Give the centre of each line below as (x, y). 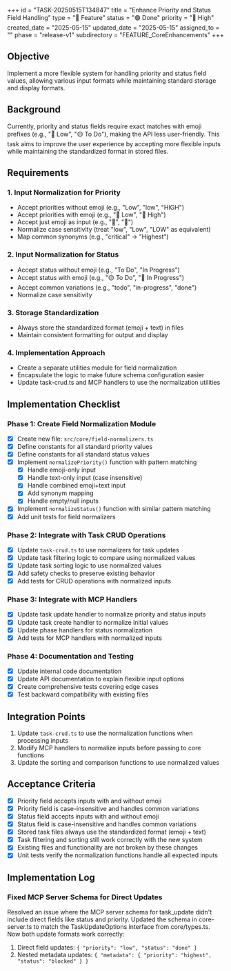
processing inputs (43, 741)
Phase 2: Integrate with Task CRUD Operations (87, 535)
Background (34, 110)
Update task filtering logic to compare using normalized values (106, 557)
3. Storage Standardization (53, 312)
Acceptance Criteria (51, 784)
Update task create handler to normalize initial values (93, 622)
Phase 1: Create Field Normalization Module (82, 423)
